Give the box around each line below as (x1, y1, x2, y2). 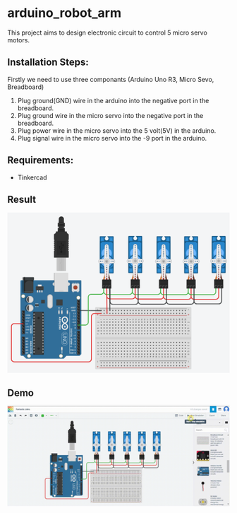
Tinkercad (17, 173, 47, 182)
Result (7, 193, 37, 206)
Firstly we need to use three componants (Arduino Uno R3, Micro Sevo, (7, 75, 214, 83)
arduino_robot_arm (7, 5, 122, 21)
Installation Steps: (7, 57, 90, 69)
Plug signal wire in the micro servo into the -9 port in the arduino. (17, 134, 207, 142)
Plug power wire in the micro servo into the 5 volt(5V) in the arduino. (17, 126, 217, 135)
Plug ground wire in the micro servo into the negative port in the (17, 111, 204, 119)
